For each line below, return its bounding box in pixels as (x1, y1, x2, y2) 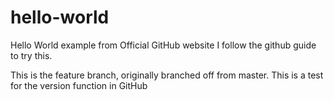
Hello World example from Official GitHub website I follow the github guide (10, 39, 317, 51)
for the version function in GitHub (10, 79, 148, 91)
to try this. (10, 49, 53, 61)
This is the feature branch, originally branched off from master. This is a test (10, 69, 324, 81)
